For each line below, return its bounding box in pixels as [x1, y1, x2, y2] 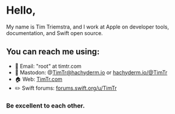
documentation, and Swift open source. [6, 29, 103, 36]
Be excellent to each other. [6, 102, 85, 110]
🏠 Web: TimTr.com [14, 75, 62, 83]
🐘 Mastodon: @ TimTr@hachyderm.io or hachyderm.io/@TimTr [14, 69, 168, 76]
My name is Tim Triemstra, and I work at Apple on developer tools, [6, 23, 170, 30]
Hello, [6, 4, 36, 17]
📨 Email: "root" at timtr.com [14, 62, 82, 69]
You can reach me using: [6, 47, 100, 57]
